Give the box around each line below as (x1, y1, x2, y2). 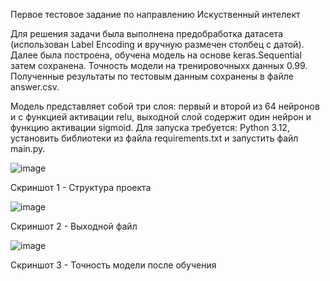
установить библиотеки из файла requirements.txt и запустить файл (10, 132, 299, 144)
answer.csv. (10, 81, 60, 93)
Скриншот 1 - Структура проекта (10, 182, 152, 193)
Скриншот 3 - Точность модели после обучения (10, 259, 217, 271)
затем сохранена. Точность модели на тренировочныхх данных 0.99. (10, 60, 308, 71)
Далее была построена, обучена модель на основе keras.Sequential (10, 49, 302, 61)
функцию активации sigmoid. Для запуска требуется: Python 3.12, (10, 122, 290, 133)
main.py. (10, 143, 46, 154)
